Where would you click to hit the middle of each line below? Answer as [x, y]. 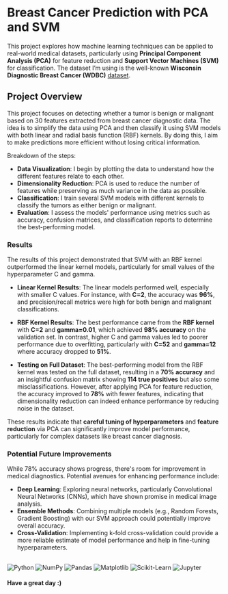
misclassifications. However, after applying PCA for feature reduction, [115, 387]
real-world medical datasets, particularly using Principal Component [104, 53]
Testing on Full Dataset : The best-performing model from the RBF [110, 365]
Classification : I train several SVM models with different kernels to [111, 198]
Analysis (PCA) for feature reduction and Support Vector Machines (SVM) [113, 60]
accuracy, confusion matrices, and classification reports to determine [115, 220]
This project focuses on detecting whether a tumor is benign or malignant [110, 113]
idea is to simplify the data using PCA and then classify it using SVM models [114, 127]
